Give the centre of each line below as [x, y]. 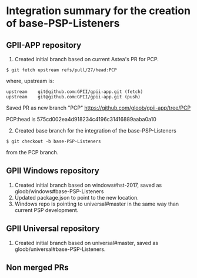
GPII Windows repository [53, 171]
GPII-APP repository [44, 45]
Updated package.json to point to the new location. [77, 197]
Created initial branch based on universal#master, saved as [86, 243]
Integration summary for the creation [98, 11]
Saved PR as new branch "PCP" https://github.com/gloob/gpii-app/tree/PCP [98, 108]
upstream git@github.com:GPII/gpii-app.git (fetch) [75, 92]
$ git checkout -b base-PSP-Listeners [54, 141]
